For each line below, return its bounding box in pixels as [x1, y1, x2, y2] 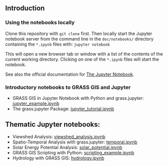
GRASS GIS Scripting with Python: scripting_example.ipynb [12, 149, 134, 155]
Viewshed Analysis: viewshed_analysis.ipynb [12, 133, 106, 139]
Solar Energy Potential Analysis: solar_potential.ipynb [12, 144, 123, 150]
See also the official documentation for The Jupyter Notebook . [5, 71, 134, 77]
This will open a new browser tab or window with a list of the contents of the [5, 51, 163, 57]
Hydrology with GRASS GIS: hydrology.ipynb [12, 155, 104, 161]
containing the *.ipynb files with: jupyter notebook [5, 41, 110, 47]
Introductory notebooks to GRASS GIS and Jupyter [5, 84, 131, 91]
